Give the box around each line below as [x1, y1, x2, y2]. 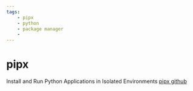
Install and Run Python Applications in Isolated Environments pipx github [6, 78, 187, 85]
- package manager [17, 25, 64, 32]
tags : [6, 8, 20, 15]
